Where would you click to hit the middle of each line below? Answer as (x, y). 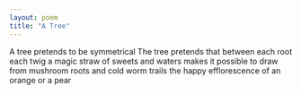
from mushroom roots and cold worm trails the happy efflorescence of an (145, 70)
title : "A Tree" (40, 26)
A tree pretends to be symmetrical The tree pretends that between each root (151, 51)
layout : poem (34, 17)
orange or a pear (40, 80)
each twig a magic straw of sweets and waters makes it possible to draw (144, 61)
